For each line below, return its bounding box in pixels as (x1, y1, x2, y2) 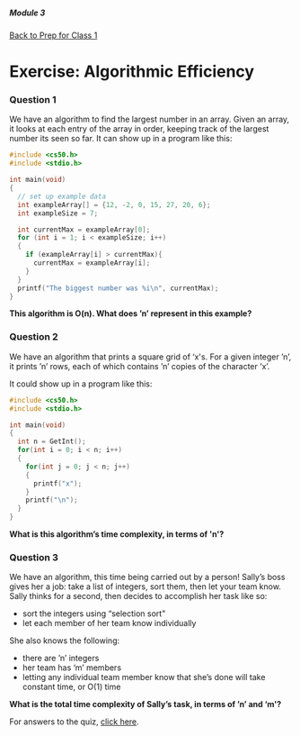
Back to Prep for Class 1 (9, 30, 98, 41)
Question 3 (9, 550, 58, 563)
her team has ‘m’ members (22, 662, 122, 673)
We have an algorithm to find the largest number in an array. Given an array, (9, 114, 290, 125)
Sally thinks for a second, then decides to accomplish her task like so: (9, 591, 268, 602)
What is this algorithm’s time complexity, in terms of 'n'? (9, 529, 225, 540)
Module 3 (9, 7, 46, 18)
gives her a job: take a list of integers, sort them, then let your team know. (9, 581, 281, 592)
